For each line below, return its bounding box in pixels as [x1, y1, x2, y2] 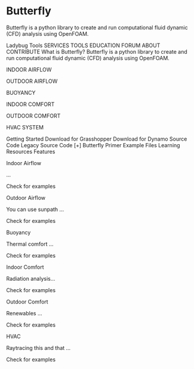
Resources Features [6, 148, 56, 155]
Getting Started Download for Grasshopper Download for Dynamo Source [6, 135, 187, 142]
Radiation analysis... [6, 275, 56, 282]
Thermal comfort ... [6, 240, 54, 247]
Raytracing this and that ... [6, 344, 71, 351]
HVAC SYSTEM [6, 123, 44, 131]
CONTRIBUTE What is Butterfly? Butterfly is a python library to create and [6, 48, 188, 55]
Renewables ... [6, 309, 43, 317]
